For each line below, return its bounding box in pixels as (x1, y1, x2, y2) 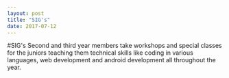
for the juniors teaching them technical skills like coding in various (7, 49, 193, 57)
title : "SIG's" (7, 16, 51, 23)
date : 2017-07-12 (7, 23, 57, 29)
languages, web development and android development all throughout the (7, 56, 216, 64)
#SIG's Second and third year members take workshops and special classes (7, 42, 222, 50)
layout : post (7, 10, 45, 17)
